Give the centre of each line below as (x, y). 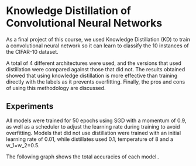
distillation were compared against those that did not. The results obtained (96, 69)
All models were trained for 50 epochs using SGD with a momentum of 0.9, (96, 120)
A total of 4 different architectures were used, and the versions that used (94, 63)
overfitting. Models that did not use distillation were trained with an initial (94, 133)
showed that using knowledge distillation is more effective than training (92, 75)
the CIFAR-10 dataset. (32, 51)
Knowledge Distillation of (69, 11)
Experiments (30, 106)
